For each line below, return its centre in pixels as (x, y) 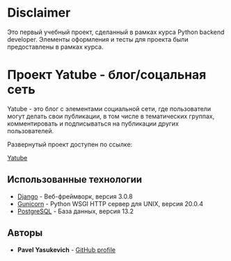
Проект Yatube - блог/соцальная (107, 75)
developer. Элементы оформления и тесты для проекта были (98, 39)
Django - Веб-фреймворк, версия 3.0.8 (75, 196)
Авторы (25, 233)
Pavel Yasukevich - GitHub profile (66, 250)
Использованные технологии (75, 179)
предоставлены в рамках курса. (56, 47)
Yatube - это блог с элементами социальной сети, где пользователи (109, 108)
